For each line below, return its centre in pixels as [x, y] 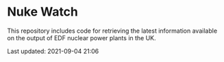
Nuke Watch [43, 12]
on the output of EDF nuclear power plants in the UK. [82, 37]
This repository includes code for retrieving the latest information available [112, 31]
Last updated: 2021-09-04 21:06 [53, 51]
